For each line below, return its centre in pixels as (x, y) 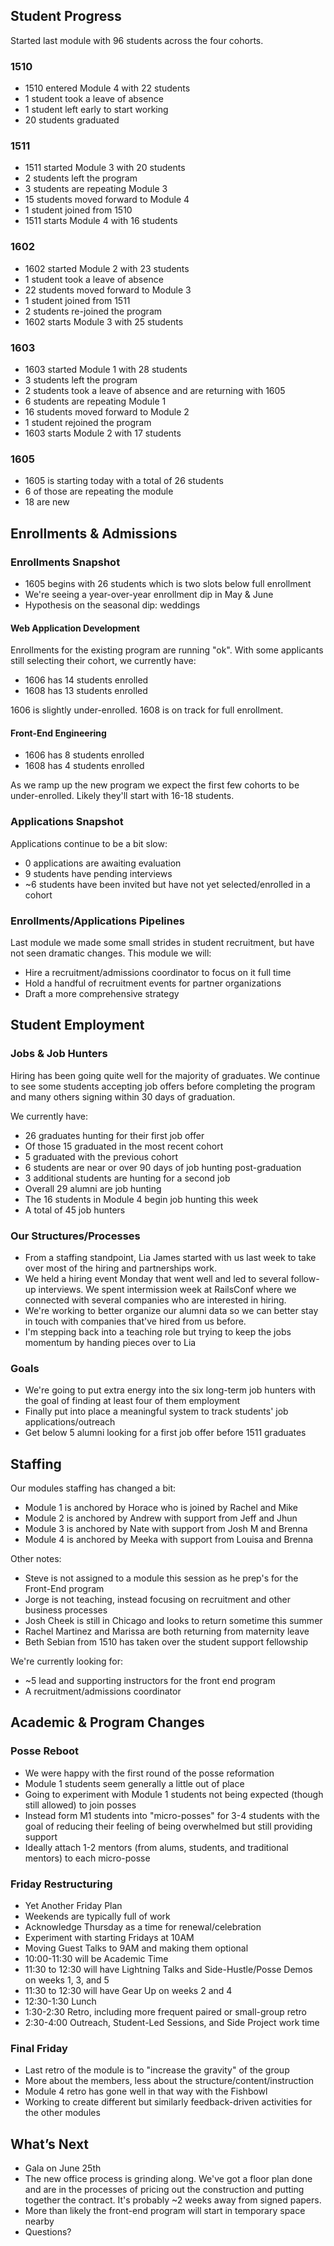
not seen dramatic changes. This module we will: (111, 953)
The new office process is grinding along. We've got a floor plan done (168, 2179)
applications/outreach (70, 1422)
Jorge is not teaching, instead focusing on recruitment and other (157, 1600)
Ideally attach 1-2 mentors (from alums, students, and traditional (156, 1847)
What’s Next (50, 2144)
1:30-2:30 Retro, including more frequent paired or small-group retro (166, 2012)
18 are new (47, 502)
